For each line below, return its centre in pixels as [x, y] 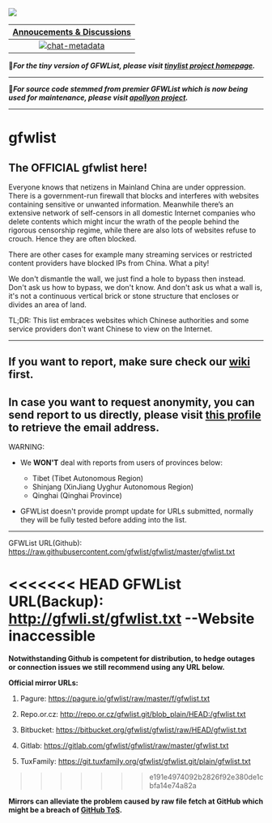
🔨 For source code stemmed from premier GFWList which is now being [128, 89]
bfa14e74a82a [173, 786]
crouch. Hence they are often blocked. [72, 239]
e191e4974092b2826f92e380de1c [206, 777]
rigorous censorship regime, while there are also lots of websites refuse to [132, 230]
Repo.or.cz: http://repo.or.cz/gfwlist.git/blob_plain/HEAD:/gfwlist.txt [133, 714]
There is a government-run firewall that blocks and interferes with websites [134, 196]
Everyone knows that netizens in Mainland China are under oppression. [127, 187]
